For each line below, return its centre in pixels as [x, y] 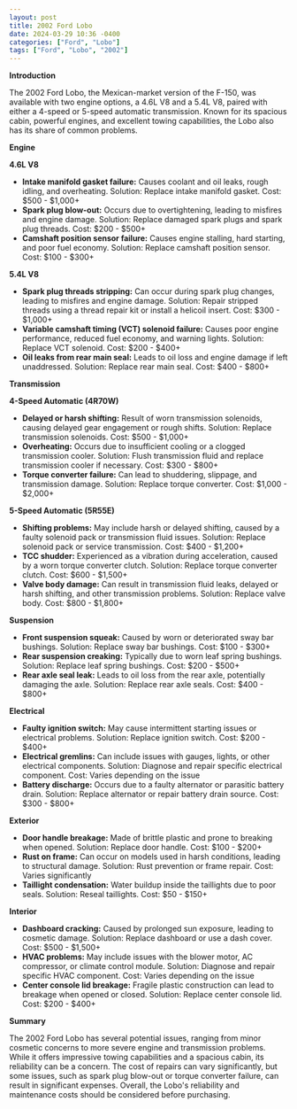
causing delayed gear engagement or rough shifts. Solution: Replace [147, 428]
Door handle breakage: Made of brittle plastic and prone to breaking [147, 838]
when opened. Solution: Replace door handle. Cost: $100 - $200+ [142, 848]
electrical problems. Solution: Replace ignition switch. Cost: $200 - [144, 738]
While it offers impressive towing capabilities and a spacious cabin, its [137, 1057]
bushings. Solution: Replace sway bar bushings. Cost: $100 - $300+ [146, 647]
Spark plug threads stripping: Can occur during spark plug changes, [148, 291]
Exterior [24, 821]
